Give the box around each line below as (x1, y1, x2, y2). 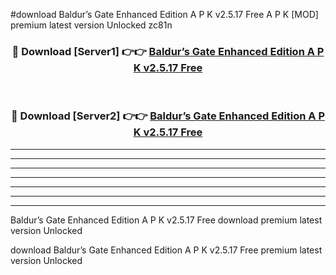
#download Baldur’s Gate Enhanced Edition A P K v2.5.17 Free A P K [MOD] (10, 9, 319, 20)
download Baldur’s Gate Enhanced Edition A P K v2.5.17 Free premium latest (10, 244, 323, 256)
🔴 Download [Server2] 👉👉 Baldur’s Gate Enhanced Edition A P (10, 109, 326, 123)
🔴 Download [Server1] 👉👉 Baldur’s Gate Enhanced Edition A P (11, 44, 325, 58)
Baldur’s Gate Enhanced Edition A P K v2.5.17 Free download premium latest (10, 214, 323, 226)
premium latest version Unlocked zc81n (10, 19, 173, 31)
